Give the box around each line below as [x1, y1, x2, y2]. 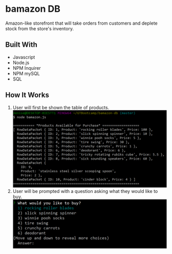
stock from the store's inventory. [5, 25, 74, 31]
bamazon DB [5, 3, 60, 15]
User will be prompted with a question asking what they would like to [12, 188, 158, 194]
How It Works [5, 91, 50, 100]
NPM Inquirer [12, 65, 41, 71]
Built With [5, 41, 37, 49]
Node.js [12, 60, 30, 66]
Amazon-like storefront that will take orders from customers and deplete [5, 20, 158, 26]
